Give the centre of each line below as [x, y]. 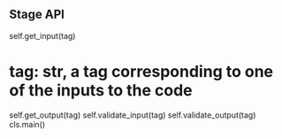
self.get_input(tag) [42, 35]
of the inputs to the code [101, 90]
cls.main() [27, 124]
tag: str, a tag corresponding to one [141, 72]
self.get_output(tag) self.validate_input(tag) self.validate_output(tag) [133, 115]
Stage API [37, 15]
